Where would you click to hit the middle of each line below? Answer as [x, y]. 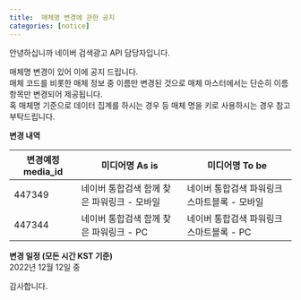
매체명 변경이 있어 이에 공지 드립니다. [74, 72]
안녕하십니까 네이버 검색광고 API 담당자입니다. [90, 52]
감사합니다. [29, 286]
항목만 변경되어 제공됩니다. [56, 94]
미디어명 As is [130, 165]
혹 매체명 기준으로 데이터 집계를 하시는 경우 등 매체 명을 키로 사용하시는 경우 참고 [150, 105]
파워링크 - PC [120, 232]
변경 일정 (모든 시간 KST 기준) [61, 255]
